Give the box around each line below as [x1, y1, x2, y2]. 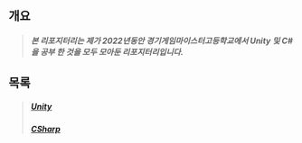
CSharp [30, 124, 61, 135]
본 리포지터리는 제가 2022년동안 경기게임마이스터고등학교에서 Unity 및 [30, 35, 280, 46]
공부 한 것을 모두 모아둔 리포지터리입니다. [39, 46, 184, 57]
